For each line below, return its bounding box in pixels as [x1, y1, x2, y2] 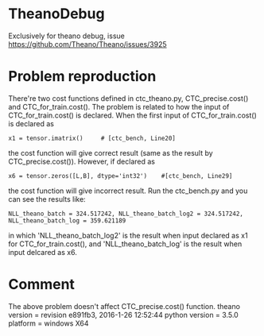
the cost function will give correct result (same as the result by [8, 148, 213, 157]
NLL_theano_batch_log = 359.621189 [8, 216, 126, 225]
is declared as [8, 118, 54, 128]
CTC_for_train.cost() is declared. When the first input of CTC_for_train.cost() [8, 110, 257, 120]
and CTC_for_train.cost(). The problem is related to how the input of [8, 102, 230, 111]
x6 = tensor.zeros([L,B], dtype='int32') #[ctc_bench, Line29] [8, 172, 233, 180]
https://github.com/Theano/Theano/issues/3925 [8, 39, 167, 48]
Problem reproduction [8, 68, 157, 86]
